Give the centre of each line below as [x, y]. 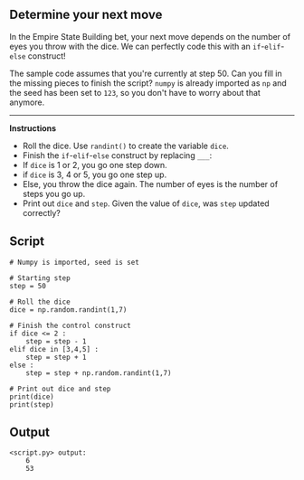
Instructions [33, 128]
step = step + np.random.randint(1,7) [99, 373]
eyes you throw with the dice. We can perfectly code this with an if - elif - [147, 46]
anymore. [27, 102]
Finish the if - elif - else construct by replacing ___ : [117, 155]
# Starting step [40, 278]
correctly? [41, 212]
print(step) [32, 405]
